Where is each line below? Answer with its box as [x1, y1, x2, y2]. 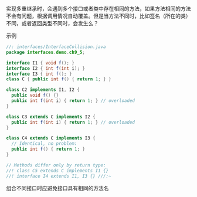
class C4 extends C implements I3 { [6, 135, 96, 141]
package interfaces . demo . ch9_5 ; [6, 49, 85, 55]
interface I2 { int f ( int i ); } [6, 65, 85, 72]
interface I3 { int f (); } [6, 71, 72, 77]
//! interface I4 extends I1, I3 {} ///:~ [6, 173, 111, 179]
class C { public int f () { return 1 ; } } [6, 76, 111, 82]
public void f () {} [11, 93, 59, 98]
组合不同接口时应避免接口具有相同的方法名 [6, 184, 109, 192]
